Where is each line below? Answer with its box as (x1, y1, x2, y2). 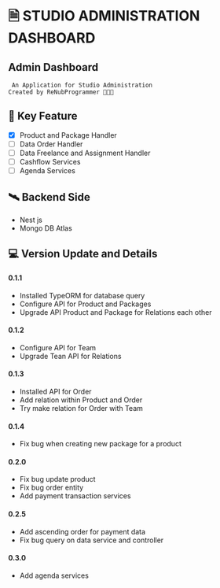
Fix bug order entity (19, 483, 84, 493)
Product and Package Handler (19, 130, 118, 139)
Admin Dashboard (8, 61, 99, 74)
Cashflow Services (19, 157, 81, 166)
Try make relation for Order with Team (19, 403, 144, 412)
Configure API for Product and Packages (19, 299, 152, 309)
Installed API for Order (19, 386, 92, 396)
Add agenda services (19, 571, 89, 580)
